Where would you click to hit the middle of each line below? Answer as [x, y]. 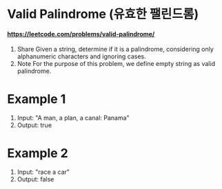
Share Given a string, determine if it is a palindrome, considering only [115, 49]
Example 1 [37, 99]
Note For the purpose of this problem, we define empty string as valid [116, 64]
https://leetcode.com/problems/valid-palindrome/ [81, 34]
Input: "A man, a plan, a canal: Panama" [73, 118]
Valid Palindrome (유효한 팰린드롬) [103, 14]
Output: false [36, 179]
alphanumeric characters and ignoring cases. [81, 56]
